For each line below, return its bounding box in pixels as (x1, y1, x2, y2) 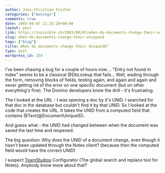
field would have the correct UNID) (5, 147, 76, 153)
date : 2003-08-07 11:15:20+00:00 (5, 21, 74, 26)
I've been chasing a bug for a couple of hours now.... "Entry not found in (5, 67, 151, 72)
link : (5, 30, 16, 35)
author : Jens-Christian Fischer (5, 7, 71, 12)
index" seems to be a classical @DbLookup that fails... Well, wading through (5, 72, 159, 78)
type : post (5, 48, 27, 53)
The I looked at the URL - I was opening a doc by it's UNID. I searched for (5, 97, 154, 103)
